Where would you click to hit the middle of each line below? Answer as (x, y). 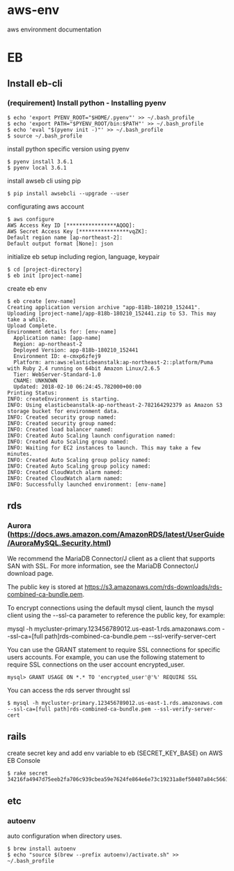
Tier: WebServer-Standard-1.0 (57, 374)
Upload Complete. (32, 326)
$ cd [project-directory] (45, 269)
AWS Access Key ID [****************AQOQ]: (71, 225)
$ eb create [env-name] (42, 301)
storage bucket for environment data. (63, 411)
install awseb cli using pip (44, 181)
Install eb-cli (35, 83)
